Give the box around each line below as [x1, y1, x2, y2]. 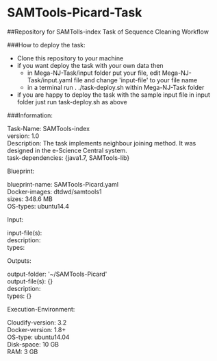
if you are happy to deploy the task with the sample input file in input [16, 91, 211, 99]
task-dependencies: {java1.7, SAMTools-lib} [7, 153, 130, 162]
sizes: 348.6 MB [7, 194, 53, 203]
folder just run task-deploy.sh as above [16, 97, 128, 106]
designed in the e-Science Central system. [7, 146, 128, 154]
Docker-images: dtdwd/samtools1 [7, 187, 102, 196]
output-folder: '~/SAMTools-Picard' [7, 270, 107, 278]
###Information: [7, 111, 53, 119]
